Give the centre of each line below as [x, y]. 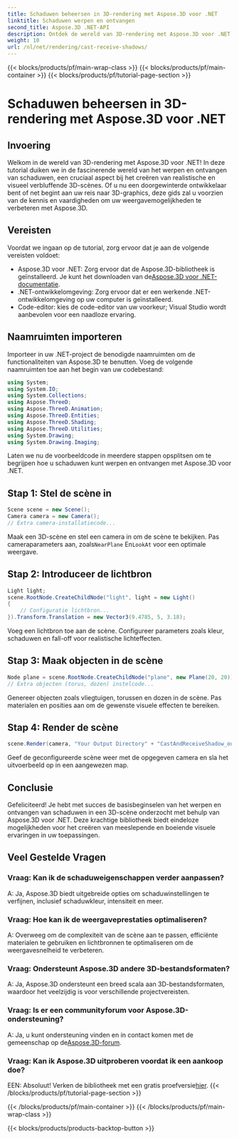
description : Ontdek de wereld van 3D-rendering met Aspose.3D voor [111, 34]
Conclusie [30, 788]
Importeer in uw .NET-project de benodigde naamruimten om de [101, 354]
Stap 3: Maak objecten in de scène [85, 661]
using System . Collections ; [47, 396]
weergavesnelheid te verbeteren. [56, 951]
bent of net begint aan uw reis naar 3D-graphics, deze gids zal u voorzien [116, 193]
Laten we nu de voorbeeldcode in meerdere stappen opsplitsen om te [110, 456]
